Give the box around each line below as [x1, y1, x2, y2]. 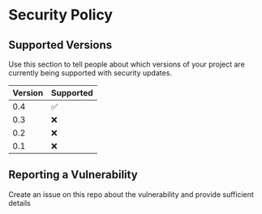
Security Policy [8, 6, 114, 24]
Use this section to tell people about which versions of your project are [8, 59, 245, 69]
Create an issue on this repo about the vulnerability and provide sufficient [8, 189, 254, 199]
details [8, 198, 31, 208]
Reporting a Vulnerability [8, 168, 138, 182]
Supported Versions [8, 38, 112, 52]
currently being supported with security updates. [8, 68, 173, 78]
